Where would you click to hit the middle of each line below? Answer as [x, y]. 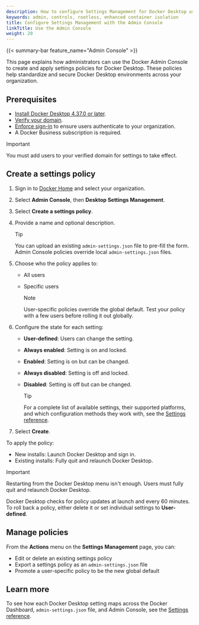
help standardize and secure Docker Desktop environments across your [94, 75]
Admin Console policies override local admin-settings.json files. [94, 252]
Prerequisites [31, 99]
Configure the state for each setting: [59, 327]
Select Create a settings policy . [54, 211]
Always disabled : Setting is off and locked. [76, 373]
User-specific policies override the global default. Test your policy [104, 309]
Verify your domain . [39, 120]
